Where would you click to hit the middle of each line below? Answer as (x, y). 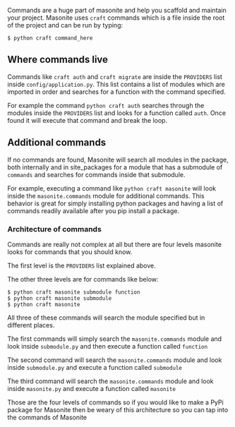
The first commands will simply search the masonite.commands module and (115, 339)
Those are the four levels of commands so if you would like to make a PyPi (115, 402)
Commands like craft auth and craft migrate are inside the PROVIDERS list (115, 76)
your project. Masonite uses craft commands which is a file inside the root (116, 18)
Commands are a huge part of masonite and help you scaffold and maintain (117, 10)
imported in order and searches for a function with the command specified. (116, 92)
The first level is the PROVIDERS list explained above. (82, 265)
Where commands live (58, 60)
